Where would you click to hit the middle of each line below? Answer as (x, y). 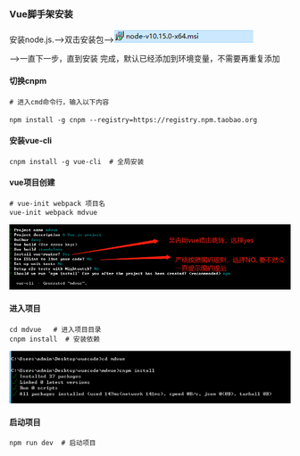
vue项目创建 (32, 182)
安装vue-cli (30, 141)
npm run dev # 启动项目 (53, 444)
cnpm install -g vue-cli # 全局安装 (77, 162)
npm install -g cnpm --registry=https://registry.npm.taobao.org (133, 120)
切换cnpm (28, 80)
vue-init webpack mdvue (54, 212)
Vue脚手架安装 (41, 13)
